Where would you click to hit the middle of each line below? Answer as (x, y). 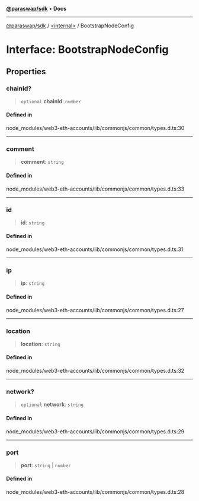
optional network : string (52, 405)
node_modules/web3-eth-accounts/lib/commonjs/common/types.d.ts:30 (95, 128)
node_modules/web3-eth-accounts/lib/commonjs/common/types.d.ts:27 (95, 310)
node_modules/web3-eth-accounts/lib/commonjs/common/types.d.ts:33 (95, 189)
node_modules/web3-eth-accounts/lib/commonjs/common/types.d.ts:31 (95, 249)
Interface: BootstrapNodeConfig (87, 50)
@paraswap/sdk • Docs (36, 9)
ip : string (33, 283)
